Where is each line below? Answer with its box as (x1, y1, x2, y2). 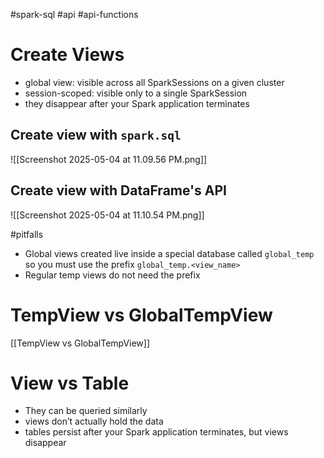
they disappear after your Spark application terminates (24, 97, 250, 109)
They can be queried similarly (24, 405, 148, 417)
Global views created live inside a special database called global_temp (24, 247, 315, 259)
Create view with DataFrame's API (10, 182, 227, 199)
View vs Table (10, 372, 130, 394)
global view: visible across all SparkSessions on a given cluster (24, 76, 285, 88)
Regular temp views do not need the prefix (24, 269, 201, 281)
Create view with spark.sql (10, 127, 182, 144)
